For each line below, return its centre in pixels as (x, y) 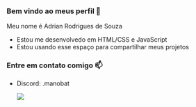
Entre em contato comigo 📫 (55, 65)
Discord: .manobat (43, 83)
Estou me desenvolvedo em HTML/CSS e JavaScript (92, 40)
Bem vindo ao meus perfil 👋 (54, 11)
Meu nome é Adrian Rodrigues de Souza (65, 26)
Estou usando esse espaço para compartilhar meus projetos (103, 47)
